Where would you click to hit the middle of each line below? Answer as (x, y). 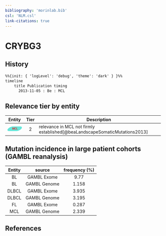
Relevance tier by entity (42, 106)
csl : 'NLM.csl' (21, 16)
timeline (14, 81)
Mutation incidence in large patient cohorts (73, 149)
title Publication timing (41, 86)
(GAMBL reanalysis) (37, 157)
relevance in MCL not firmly (67, 127)
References (23, 228)
